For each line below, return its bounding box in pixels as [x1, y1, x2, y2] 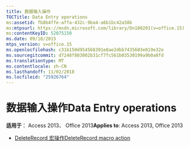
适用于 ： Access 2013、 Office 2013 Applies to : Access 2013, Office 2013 [6, 122, 184, 129]
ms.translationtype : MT [6, 58, 65, 64]
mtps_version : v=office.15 [6, 42, 72, 48]
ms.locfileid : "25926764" [6, 74, 69, 80]
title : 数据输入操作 [6, 8, 51, 15]
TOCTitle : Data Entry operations [6, 14, 88, 20]
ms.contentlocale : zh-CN [6, 63, 67, 69]
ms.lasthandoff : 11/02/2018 [6, 69, 75, 75]
